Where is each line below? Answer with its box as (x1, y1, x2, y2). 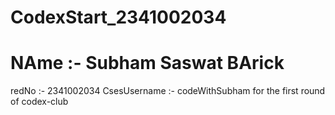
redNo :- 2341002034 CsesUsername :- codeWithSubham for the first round (10, 85, 326, 97)
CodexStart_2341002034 (10, 6, 227, 29)
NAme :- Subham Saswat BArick (10, 52, 285, 75)
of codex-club (10, 96, 69, 108)
